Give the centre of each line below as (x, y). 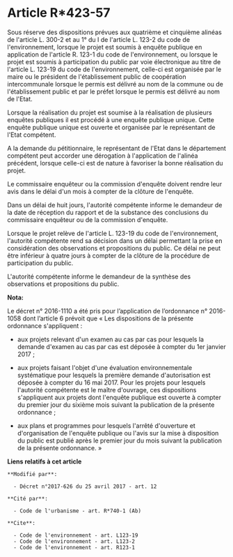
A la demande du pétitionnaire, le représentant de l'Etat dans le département (116, 148)
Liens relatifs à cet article (45, 461)
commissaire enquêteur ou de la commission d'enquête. (88, 220)
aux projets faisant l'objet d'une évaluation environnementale (105, 367)
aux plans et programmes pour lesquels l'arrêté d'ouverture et (106, 425)
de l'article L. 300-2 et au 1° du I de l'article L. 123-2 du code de (98, 39)
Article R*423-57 (59, 13)
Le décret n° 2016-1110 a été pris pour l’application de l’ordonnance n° (107, 311)
